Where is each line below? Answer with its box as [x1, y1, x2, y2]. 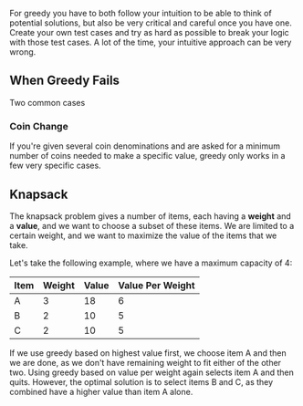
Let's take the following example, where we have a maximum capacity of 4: [9, 257, 293, 268]
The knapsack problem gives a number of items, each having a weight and [9, 210, 292, 222]
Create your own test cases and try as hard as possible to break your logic [9, 27, 289, 37]
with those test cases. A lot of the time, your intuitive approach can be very [9, 36, 292, 47]
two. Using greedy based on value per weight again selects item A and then [9, 367, 294, 378]
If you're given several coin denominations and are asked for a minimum [9, 141, 281, 151]
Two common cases [9, 97, 86, 108]
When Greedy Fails [9, 73, 120, 88]
